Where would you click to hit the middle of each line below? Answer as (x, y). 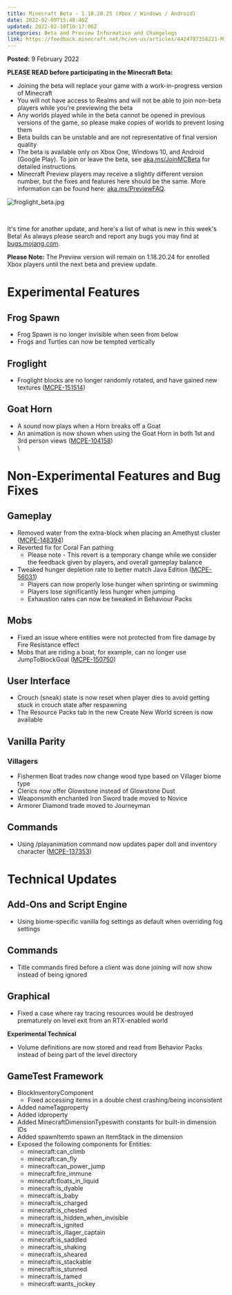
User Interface (39, 681)
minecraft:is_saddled (57, 1240)
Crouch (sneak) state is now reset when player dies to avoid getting (113, 698)
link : (15, 39)
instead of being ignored (52, 974)
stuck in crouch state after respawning (72, 705)
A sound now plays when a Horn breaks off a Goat (89, 425)
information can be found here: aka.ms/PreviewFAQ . (91, 189)
